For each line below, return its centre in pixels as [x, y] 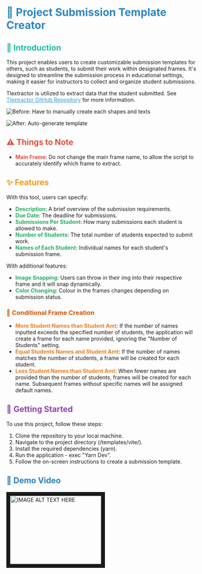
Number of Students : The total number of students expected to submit [104, 235]
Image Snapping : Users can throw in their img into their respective [98, 277]
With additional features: [37, 266]
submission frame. [38, 254]
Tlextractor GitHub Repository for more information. [71, 100]
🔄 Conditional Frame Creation [51, 312]
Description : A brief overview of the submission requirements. [93, 209]
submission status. [39, 297]
